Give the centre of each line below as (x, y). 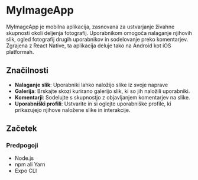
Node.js (24, 158)
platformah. (20, 52)
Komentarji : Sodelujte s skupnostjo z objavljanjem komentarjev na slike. (102, 97)
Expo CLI (26, 171)
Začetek (22, 129)
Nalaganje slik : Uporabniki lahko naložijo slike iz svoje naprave (91, 85)
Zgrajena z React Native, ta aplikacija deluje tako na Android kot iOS (89, 46)
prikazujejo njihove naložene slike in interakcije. (72, 110)
